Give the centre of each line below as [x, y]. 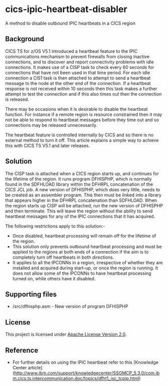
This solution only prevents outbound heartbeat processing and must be [87, 246]
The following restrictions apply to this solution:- [55, 226]
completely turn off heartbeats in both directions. [63, 257]
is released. [17, 99]
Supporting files [31, 294]
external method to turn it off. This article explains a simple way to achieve [82, 140]
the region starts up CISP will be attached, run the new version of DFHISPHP [84, 205]
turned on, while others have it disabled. [54, 278]
